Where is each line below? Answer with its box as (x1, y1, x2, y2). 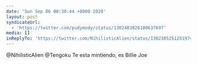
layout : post (6, 14, 38, 20)
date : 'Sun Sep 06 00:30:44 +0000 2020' (6, 8, 107, 15)
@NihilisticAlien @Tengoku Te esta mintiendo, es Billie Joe (6, 52, 148, 58)
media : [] (6, 30, 30, 36)
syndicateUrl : (6, 19, 41, 25)
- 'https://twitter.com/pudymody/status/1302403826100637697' (11, 24, 167, 31)
